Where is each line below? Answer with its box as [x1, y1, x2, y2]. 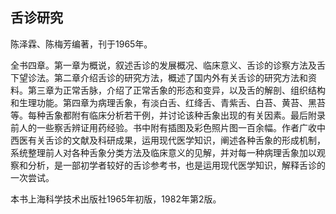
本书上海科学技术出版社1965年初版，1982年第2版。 [10, 193, 222, 205]
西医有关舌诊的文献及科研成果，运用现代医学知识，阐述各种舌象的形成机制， [10, 134, 326, 146]
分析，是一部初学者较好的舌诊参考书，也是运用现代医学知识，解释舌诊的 [27, 159, 326, 171]
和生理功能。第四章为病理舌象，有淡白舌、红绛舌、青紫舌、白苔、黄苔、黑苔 [10, 96, 326, 108]
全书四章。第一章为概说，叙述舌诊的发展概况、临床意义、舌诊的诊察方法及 [10, 59, 317, 71]
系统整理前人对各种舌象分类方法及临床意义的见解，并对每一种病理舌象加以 [10, 146, 317, 158]
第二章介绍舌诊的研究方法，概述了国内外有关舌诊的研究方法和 [53, 71, 308, 83]
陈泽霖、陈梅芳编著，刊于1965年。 [10, 38, 153, 50]
